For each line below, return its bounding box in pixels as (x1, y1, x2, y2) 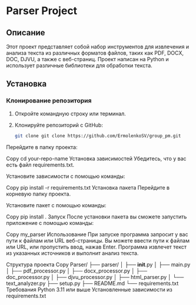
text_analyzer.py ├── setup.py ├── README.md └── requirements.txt (6, 280, 179, 287)
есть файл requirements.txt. (6, 161, 75, 168)
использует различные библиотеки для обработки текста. (6, 62, 153, 69)
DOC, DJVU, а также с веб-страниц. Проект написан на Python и (6, 56, 169, 62)
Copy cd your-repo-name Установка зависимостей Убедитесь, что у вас (6, 155, 187, 162)
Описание (6, 28, 45, 38)
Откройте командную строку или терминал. (14, 110, 127, 117)
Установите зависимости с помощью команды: (6, 173, 125, 180)
